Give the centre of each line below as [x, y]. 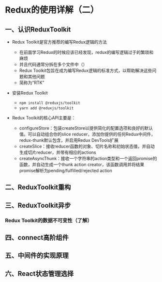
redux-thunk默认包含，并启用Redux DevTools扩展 [69, 140]
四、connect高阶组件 [37, 238]
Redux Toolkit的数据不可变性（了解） [49, 220]
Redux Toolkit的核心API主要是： [44, 118]
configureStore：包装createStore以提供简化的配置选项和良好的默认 [86, 128]
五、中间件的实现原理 [37, 256]
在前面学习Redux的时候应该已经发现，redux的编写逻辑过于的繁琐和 [86, 52]
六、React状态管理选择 [39, 274]
